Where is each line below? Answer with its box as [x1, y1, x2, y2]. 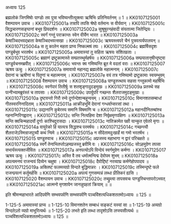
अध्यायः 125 [5, 5, 26, 10]
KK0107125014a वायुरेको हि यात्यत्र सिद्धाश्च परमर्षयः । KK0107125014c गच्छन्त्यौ [5, 124, 148, 130]
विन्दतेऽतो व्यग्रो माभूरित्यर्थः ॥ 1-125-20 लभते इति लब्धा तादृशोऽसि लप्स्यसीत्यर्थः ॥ [5, 208, 139, 214]
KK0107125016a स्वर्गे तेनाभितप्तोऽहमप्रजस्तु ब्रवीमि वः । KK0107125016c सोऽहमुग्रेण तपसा [5, 141, 161, 147]
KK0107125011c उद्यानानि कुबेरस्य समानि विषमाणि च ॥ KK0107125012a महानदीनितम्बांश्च [5, 107, 162, 113]
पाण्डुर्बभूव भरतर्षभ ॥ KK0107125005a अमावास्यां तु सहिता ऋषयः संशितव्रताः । [5, 49, 137, 55]
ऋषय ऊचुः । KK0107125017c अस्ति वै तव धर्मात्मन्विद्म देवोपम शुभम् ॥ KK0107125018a [5, 153, 158, 159]
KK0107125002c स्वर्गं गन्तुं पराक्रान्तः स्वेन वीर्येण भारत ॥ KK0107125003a [5, 32, 138, 38]
